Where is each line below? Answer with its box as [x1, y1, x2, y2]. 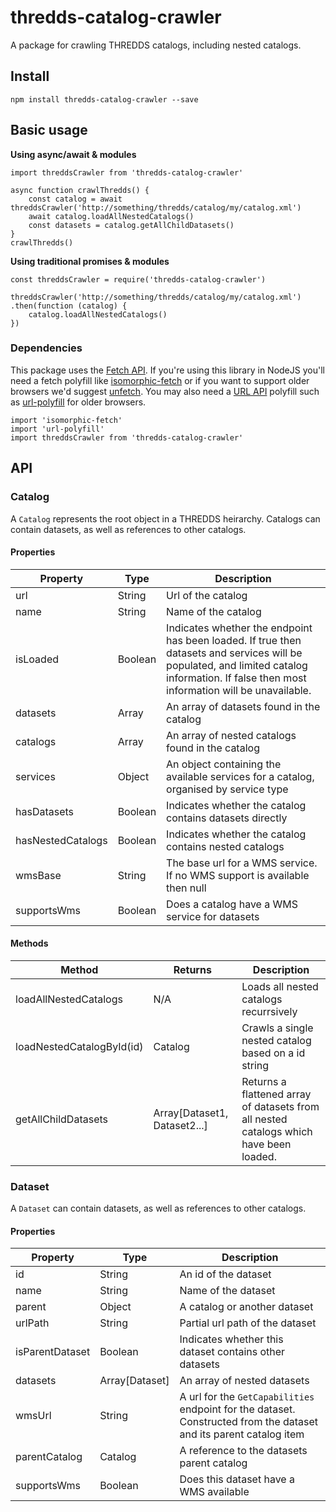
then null [166, 881, 207, 895]
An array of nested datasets [179, 1374, 310, 1388]
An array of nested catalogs [166, 728, 297, 742]
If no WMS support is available [166, 868, 310, 882]
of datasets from [241, 1099, 320, 1113]
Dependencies [10, 341, 83, 355]
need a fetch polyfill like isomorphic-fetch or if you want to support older [10, 374, 310, 386]
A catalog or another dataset [179, 1300, 314, 1314]
